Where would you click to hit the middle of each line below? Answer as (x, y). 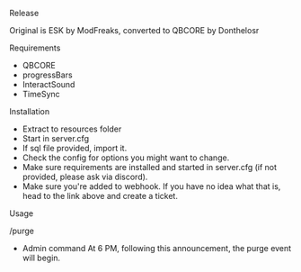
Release (24, 13)
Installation (30, 111)
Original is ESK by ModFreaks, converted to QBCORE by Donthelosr (134, 30)
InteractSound (49, 84)
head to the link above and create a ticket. (100, 196)
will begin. (41, 258)
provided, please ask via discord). (85, 177)
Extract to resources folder (72, 129)
